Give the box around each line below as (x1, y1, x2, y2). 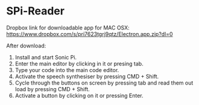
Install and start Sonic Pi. (14, 53, 77, 61)
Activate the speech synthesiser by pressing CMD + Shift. (14, 73, 159, 80)
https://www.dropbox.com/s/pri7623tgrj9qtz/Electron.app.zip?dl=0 (6, 30, 173, 37)
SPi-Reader (6, 4, 65, 18)
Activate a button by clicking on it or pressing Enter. (14, 92, 144, 99)
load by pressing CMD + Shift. (14, 85, 90, 92)
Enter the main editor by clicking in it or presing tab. (14, 60, 144, 67)
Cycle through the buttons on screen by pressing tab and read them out (14, 79, 194, 86)
